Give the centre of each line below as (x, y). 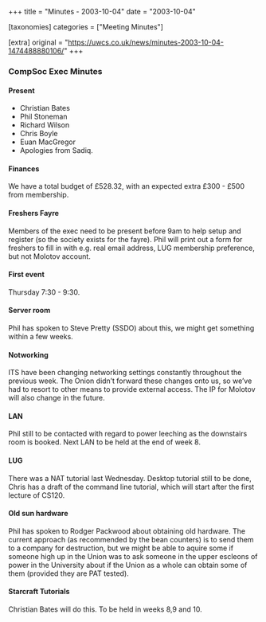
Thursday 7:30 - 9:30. (44, 292)
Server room (29, 311)
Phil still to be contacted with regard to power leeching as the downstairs (128, 434)
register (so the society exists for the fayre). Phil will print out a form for (125, 239)
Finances (24, 168)
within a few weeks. (41, 336)
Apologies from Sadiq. (56, 151)
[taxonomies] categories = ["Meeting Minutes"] (86, 27)
